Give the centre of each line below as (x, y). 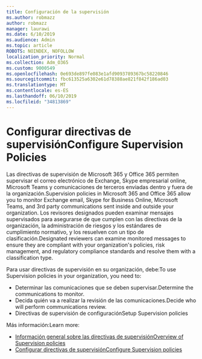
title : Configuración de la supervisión (58, 12)
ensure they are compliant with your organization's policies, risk (86, 245)
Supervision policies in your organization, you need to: (74, 276)
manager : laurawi (28, 29)
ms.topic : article (29, 46)
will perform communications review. (61, 306)
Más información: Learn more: (43, 325)
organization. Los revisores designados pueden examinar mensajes (90, 213)
